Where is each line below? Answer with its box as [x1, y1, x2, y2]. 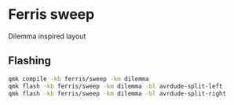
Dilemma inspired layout [8, 31, 86, 41]
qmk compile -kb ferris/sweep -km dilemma [8, 74, 149, 83]
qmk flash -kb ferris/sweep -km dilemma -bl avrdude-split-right [8, 89, 226, 97]
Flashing [8, 54, 52, 67]
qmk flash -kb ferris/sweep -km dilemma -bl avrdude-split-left [8, 82, 223, 90]
